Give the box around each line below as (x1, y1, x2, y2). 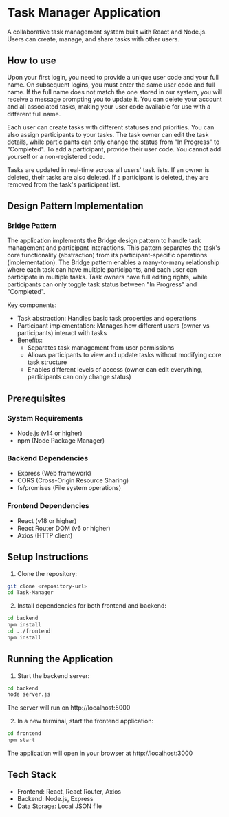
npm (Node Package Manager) (17, 436, 105, 445)
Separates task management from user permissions (27, 343, 175, 352)
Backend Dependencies (7, 454, 89, 463)
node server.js (7, 691, 51, 698)
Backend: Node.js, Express (17, 794, 94, 803)
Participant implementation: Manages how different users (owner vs (17, 321, 210, 330)
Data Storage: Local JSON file (17, 802, 102, 810)
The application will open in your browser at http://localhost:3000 (7, 749, 193, 758)
